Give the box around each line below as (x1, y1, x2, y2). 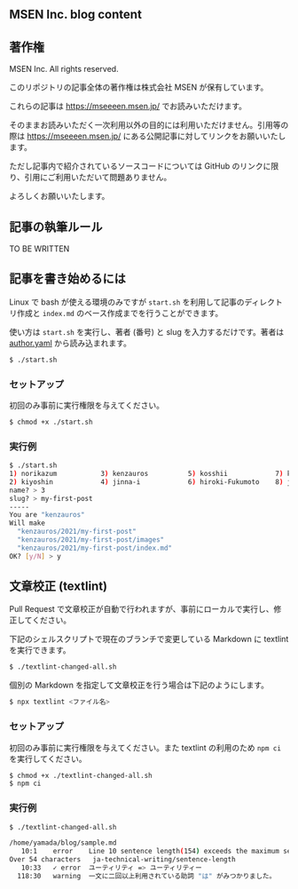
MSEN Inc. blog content (9, 7, 142, 22)
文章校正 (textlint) (9, 579, 108, 594)
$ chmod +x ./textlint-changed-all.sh (9, 771, 153, 780)
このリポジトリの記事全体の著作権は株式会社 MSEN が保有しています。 (9, 82, 269, 92)
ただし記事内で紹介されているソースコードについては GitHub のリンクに (9, 161, 271, 171)
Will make (9, 519, 46, 528)
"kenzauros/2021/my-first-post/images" (17, 536, 165, 544)
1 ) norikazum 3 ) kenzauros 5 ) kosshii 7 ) (9, 470, 284, 479)
